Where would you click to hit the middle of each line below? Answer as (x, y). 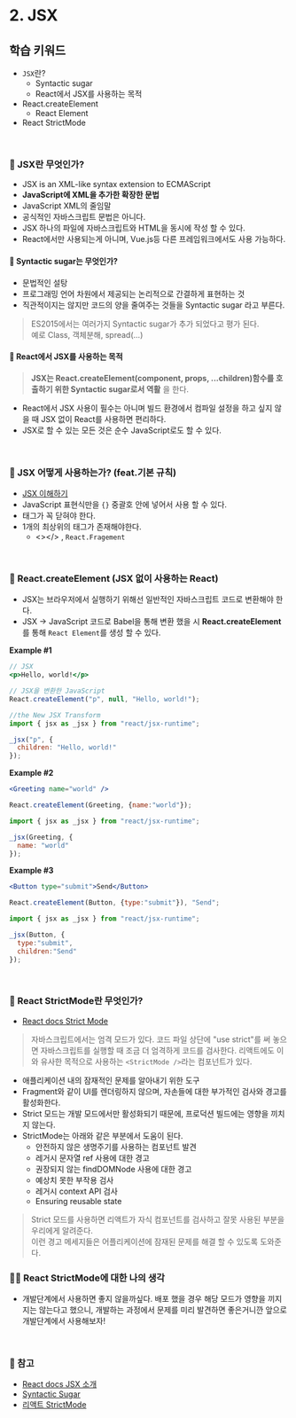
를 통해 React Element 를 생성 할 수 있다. (91, 633)
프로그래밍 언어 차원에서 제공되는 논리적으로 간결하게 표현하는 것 (133, 294)
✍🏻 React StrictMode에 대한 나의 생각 (87, 1278)
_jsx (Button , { (37, 935)
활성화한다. (41, 1102)
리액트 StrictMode (54, 1405)
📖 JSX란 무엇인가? (47, 164)
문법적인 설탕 (45, 282)
